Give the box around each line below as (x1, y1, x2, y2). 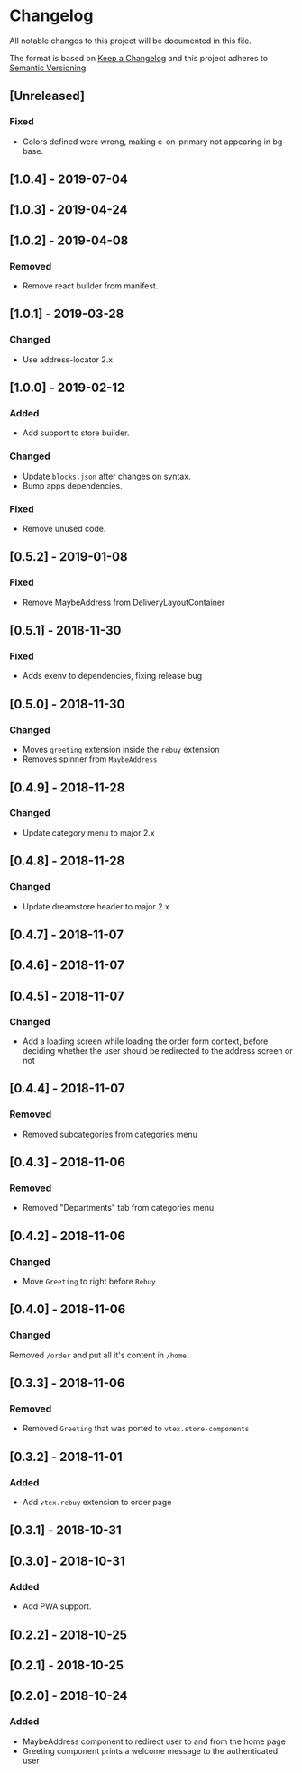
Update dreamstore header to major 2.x (22, 900, 169, 911)
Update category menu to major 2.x (22, 827, 155, 838)
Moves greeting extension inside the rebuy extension (22, 745, 220, 755)
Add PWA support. (22, 1601, 92, 1612)
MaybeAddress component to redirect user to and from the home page (22, 1736, 287, 1747)
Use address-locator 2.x (22, 353, 114, 365)
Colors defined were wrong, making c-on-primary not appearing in (22, 136, 271, 147)
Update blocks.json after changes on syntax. (22, 471, 191, 481)
